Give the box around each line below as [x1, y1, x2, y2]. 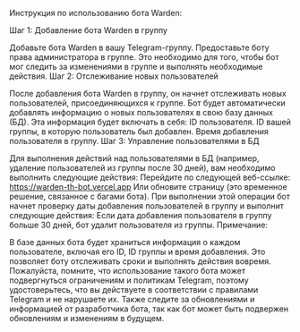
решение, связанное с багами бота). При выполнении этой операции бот [9, 192, 291, 201]
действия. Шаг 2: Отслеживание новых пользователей [9, 71, 219, 81]
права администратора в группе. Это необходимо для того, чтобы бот [9, 52, 279, 62]
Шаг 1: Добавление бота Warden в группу [9, 25, 168, 35]
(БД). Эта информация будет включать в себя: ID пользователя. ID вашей [9, 116, 291, 127]
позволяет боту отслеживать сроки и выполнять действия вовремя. [9, 256, 271, 267]
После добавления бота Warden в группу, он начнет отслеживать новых [9, 89, 287, 98]
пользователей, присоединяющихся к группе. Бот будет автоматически [9, 98, 287, 108]
